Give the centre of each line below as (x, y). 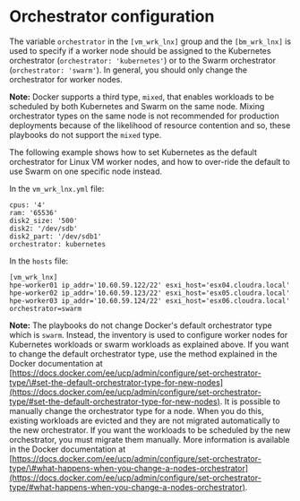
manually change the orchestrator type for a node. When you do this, (137, 410)
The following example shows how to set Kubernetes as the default (133, 152)
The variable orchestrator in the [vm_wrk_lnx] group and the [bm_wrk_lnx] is (150, 41)
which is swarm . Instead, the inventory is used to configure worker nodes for (149, 334)
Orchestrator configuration (112, 17)
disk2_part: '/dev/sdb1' (56, 236)
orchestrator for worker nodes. (66, 79)
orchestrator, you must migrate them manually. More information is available (150, 439)
